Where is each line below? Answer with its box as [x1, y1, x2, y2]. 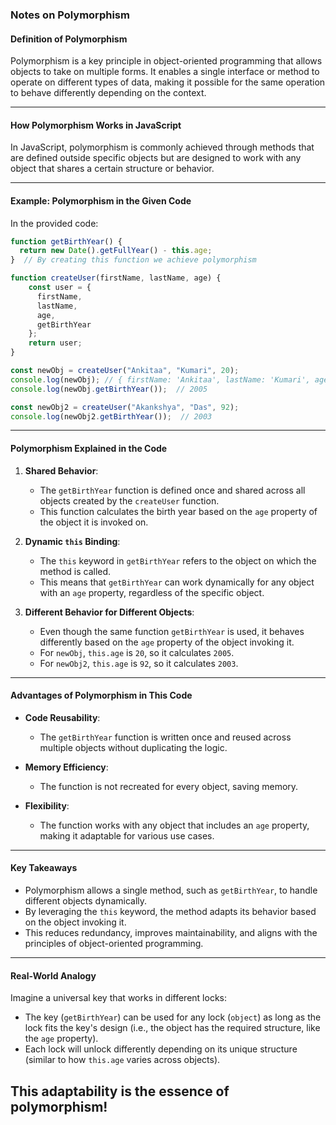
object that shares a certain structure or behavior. [10, 163, 215, 175]
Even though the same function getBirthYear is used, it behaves [39, 625, 305, 637]
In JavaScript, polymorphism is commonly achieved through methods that [10, 141, 315, 153]
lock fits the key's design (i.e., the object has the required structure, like [24, 1022, 321, 1034]
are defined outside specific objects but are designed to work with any [10, 152, 302, 164]
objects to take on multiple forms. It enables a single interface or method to [10, 66, 320, 78]
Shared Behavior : [24, 464, 99, 477]
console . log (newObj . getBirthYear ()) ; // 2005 [10, 384, 208, 394]
